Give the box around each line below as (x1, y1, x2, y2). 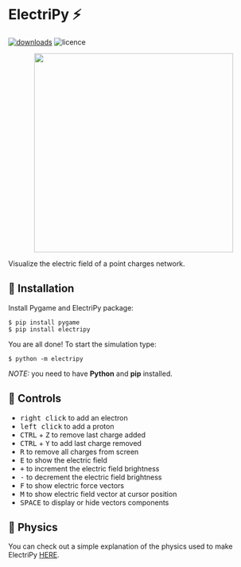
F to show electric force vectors (19, 480, 125, 490)
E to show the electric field (19, 455, 107, 465)
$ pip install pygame (8, 319, 80, 327)
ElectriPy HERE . (8, 550, 60, 560)
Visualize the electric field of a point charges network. (8, 259, 185, 268)
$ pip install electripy (8, 325, 91, 334)
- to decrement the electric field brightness (19, 472, 162, 482)
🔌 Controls (8, 392, 62, 405)
